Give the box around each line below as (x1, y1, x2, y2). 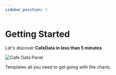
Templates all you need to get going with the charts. (5, 64, 112, 70)
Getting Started (5, 28, 70, 39)
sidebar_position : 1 (5, 7, 48, 12)
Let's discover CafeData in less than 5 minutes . (5, 45, 103, 51)
